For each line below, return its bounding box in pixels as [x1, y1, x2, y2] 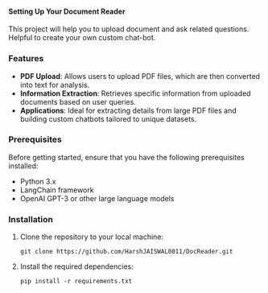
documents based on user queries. [19, 97, 137, 106]
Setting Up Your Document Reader [8, 6, 126, 16]
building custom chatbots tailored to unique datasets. [19, 113, 197, 124]
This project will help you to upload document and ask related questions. [8, 24, 249, 34]
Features [8, 53, 44, 64]
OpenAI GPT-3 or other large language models [19, 193, 175, 203]
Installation [8, 213, 54, 225]
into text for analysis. [19, 80, 90, 89]
